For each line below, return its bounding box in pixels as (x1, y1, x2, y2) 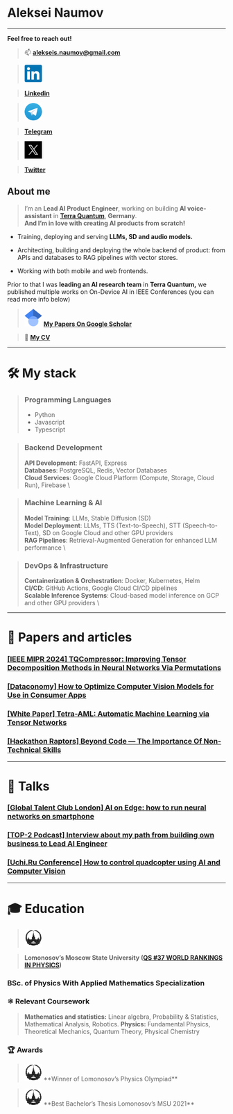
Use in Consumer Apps (7, 690, 87, 700)
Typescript (34, 425, 66, 434)
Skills (42, 745, 62, 755)
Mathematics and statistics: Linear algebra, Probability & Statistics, (24, 1013, 219, 1021)
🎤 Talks (7, 778, 50, 794)
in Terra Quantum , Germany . (53, 211, 137, 220)
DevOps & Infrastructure (24, 561, 109, 571)
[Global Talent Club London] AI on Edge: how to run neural (7, 803, 207, 812)
